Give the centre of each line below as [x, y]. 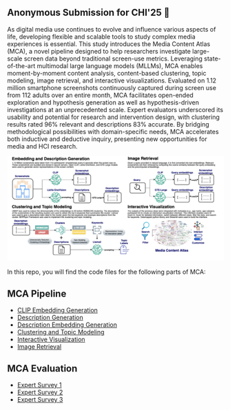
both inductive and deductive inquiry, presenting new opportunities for [107, 139]
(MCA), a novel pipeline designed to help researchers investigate [99, 51]
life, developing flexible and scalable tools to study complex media [102, 36]
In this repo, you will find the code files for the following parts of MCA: [106, 272]
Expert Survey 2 [40, 392]
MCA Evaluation [42, 368]
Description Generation [50, 318]
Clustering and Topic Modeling [61, 332]
